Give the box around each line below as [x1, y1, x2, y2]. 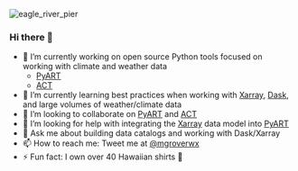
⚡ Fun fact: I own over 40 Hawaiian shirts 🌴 [22, 151, 183, 162]
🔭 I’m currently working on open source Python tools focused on [22, 51, 264, 62]
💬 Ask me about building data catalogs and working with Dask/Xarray [22, 128, 281, 139]
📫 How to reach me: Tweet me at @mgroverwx [22, 138, 200, 148]
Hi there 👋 [9, 31, 54, 43]
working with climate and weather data [22, 61, 168, 72]
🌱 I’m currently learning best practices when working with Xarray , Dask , [22, 90, 289, 101]
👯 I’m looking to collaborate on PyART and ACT [22, 109, 197, 120]
